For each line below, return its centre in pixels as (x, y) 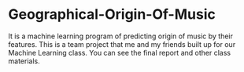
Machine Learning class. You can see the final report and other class (119, 52)
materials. (24, 61)
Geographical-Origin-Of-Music (112, 14)
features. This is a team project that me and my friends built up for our (122, 44)
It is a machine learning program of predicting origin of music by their (121, 36)
